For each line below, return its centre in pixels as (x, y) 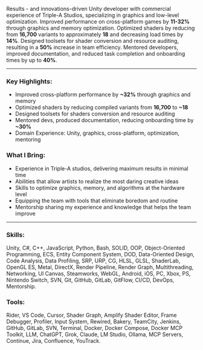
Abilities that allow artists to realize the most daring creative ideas (97, 181)
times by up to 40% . (32, 60)
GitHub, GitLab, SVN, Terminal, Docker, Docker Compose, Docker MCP (95, 328)
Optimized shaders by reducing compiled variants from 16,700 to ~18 (101, 108)
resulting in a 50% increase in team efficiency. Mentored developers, (92, 47)
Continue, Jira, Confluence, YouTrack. (53, 341)
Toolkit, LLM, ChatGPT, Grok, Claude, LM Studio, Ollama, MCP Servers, (95, 334)
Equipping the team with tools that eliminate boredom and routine (96, 200)
